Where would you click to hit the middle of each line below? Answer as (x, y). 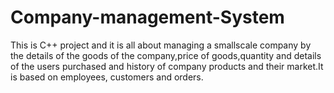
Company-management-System (147, 17)
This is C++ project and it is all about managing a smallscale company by (161, 45)
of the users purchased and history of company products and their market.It (167, 66)
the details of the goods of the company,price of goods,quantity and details (166, 55)
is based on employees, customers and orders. (107, 77)
